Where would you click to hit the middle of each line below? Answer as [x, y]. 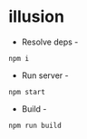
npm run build [35, 125]
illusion [37, 17]
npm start [27, 92]
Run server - [45, 75]
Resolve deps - [50, 42]
